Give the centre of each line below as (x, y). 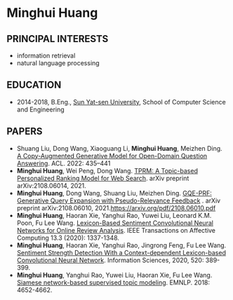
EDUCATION (34, 85)
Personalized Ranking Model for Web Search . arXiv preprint (103, 178)
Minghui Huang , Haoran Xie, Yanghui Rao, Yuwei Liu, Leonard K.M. (114, 215)
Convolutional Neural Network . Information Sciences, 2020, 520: (110, 260)
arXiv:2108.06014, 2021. (52, 185)
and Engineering (40, 109)
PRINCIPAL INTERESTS (58, 39)
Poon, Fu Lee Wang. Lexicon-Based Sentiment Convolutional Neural (115, 223)
